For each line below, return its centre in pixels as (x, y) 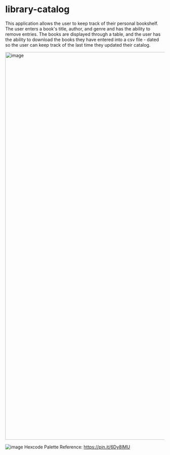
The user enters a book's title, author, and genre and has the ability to (78, 28)
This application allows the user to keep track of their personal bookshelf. (82, 23)
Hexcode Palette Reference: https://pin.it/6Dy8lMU (77, 447)
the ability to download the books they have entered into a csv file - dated (82, 40)
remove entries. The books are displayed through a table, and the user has (83, 34)
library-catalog (37, 9)
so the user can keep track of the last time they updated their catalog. (78, 45)
